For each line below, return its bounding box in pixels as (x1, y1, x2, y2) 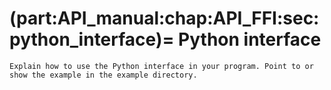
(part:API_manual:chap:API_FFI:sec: (9, 7, 320, 30)
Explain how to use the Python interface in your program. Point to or (9, 61, 314, 71)
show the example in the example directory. (9, 70, 198, 80)
